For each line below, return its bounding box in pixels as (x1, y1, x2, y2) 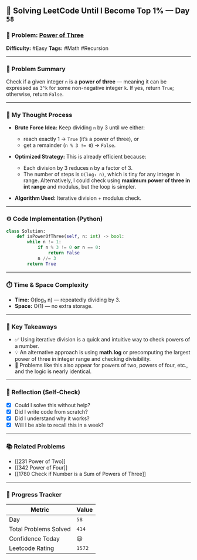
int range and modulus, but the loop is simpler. (23, 183, 137, 190)
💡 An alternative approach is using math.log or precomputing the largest (14, 349, 191, 356)
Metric (30, 506, 50, 514)
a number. (14, 343, 39, 350)
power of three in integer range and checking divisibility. (14, 356, 151, 363)
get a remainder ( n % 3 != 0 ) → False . (23, 142, 116, 149)
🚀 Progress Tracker (6, 491, 62, 499)
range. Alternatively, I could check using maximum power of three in (23, 177, 191, 184)
